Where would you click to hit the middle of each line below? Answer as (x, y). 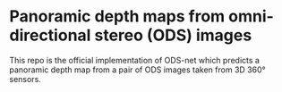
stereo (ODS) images (173, 35)
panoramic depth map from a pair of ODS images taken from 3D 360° (137, 70)
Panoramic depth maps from (117, 17)
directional (50, 35)
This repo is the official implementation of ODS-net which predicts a (134, 60)
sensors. (26, 79)
